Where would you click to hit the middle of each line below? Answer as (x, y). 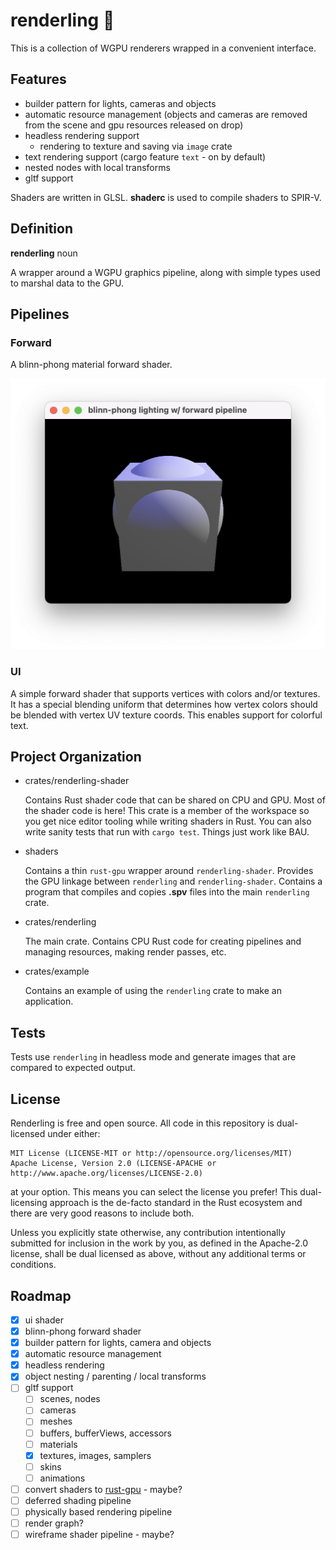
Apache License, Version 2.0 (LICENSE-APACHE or (113, 1164)
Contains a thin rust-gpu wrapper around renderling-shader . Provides (169, 871)
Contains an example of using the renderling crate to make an (153, 991)
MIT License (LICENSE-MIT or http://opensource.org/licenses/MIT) (151, 1154)
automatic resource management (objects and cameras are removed (166, 114)
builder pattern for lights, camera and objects (118, 1343)
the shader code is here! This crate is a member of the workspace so (167, 811)
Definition (41, 229)
